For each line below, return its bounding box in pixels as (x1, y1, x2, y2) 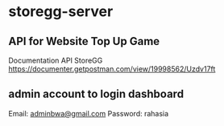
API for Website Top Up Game (8, 35, 160, 48)
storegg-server (8, 2, 114, 21)
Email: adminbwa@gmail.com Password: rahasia (8, 108, 169, 118)
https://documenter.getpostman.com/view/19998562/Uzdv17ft (8, 64, 216, 74)
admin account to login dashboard (8, 87, 184, 101)
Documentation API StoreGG (8, 55, 103, 65)
